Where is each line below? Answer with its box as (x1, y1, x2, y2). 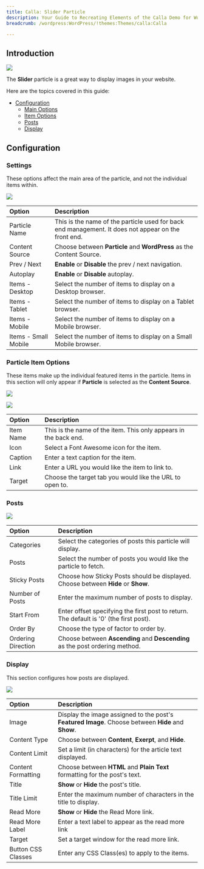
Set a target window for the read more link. (57, 835, 180, 843)
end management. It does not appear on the (54, 225, 180, 233)
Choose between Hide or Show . (58, 579, 150, 588)
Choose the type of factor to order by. (58, 624, 166, 633)
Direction (9, 642, 35, 651)
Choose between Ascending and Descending (58, 634, 190, 643)
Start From (9, 611, 39, 619)
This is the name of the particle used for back (54, 217, 184, 226)
